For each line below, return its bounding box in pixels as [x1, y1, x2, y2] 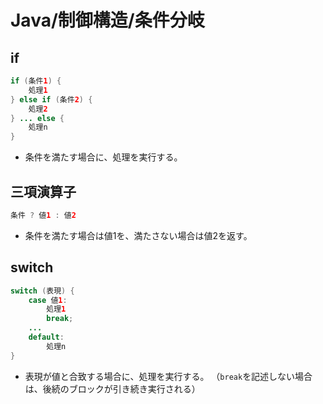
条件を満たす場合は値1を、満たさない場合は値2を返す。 [24, 229, 253, 241]
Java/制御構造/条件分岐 [10, 9, 205, 32]
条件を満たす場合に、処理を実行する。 [24, 151, 183, 163]
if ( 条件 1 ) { [10, 76, 62, 86]
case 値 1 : [28, 295, 68, 305]
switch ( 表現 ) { [10, 286, 75, 296]
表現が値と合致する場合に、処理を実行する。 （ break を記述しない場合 [24, 370, 313, 382]
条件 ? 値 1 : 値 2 [10, 210, 77, 220]
